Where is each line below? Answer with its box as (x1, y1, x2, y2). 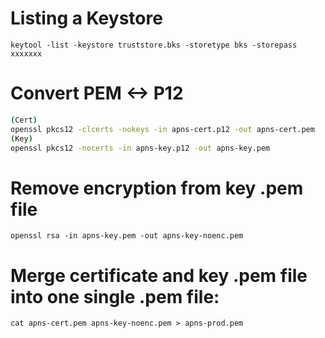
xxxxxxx (10, 48, 43, 59)
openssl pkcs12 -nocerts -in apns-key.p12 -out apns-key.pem (10, 143, 271, 153)
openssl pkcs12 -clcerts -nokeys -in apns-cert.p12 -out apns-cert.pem (10, 124, 315, 134)
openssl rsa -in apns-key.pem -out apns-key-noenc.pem (10, 231, 244, 241)
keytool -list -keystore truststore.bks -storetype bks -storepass (10, 40, 298, 50)
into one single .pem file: (10, 285, 220, 308)
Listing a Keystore (10, 7, 163, 30)
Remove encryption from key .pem (10, 177, 304, 199)
